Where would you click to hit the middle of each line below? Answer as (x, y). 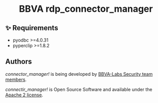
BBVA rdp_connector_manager (86, 9)
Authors (19, 62)
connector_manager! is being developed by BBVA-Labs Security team (79, 74)
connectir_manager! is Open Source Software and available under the (79, 89)
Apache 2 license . (24, 95)
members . (16, 79)
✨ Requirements (32, 28)
